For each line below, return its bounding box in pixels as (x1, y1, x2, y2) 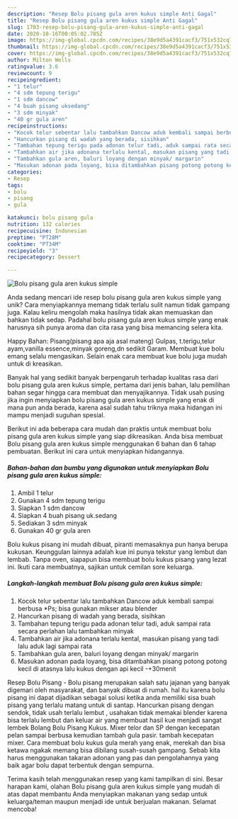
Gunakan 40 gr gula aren (17, 526, 91, 535)
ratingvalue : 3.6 (7, 63, 59, 70)
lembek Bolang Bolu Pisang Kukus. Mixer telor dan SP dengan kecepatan (7, 723, 220, 732)
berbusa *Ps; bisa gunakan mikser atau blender (17, 604, 158, 613)
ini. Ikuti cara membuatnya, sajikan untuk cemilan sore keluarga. (7, 563, 194, 571)
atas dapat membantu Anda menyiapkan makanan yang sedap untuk (7, 790, 208, 798)
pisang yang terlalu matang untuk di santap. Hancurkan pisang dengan (7, 701, 215, 709)
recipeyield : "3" (7, 247, 59, 254)
